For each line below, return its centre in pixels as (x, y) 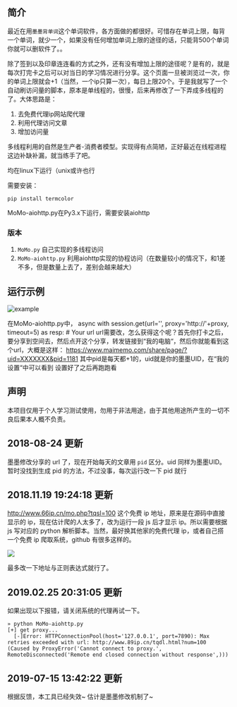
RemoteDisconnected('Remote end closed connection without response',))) (118, 655)
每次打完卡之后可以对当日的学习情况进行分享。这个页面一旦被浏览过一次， (115, 72)
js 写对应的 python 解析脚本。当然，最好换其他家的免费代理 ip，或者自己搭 (116, 531)
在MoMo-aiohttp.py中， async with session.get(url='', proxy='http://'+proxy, (118, 323)
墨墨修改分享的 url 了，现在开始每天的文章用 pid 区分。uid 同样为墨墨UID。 (116, 461)
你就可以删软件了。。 (37, 49)
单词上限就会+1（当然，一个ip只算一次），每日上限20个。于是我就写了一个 (120, 81)
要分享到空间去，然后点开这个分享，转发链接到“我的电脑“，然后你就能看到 (115, 341)
